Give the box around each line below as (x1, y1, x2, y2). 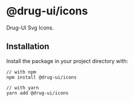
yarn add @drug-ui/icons (6, 90, 69, 96)
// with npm (6, 69, 36, 75)
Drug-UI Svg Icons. (6, 24, 54, 31)
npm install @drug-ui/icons (6, 74, 77, 80)
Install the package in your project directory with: (6, 57, 129, 64)
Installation (6, 41, 49, 52)
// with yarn (6, 85, 39, 91)
